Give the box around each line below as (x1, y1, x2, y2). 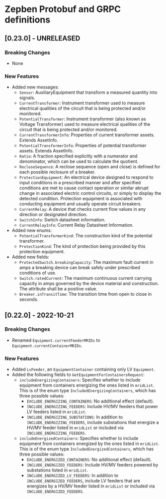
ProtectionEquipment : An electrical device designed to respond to (19, 174, 154, 180)
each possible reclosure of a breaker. (19, 169, 95, 175)
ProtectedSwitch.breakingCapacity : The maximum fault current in (19, 259, 154, 265)
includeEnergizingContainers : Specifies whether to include (19, 377, 141, 383)
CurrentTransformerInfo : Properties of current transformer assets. (19, 132, 155, 138)
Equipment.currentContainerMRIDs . (11, 342, 83, 348)
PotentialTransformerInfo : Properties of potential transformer (19, 142, 147, 148)
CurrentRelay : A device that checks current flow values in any (19, 206, 146, 212)
